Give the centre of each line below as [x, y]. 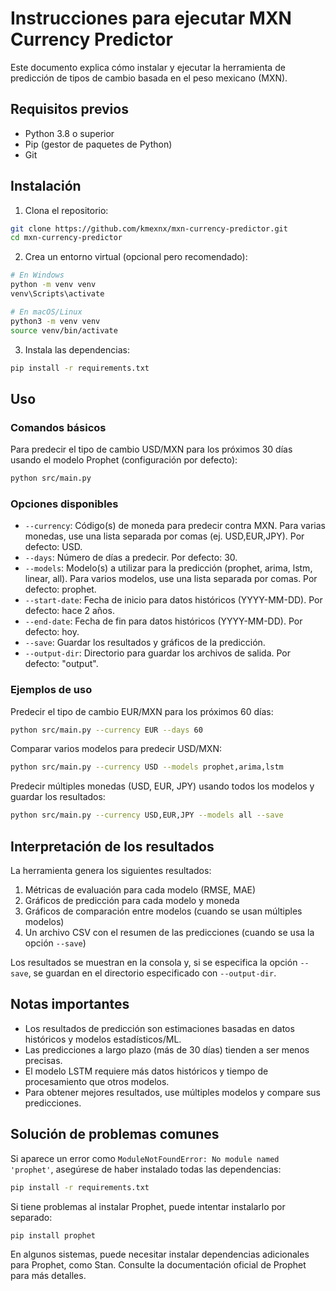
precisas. [43, 1060]
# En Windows [37, 275]
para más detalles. [48, 1276]
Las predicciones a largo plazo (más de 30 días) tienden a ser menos [167, 1049]
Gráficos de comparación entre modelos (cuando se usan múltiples [163, 911]
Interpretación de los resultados [112, 846]
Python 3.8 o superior [69, 133]
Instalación [46, 186]
